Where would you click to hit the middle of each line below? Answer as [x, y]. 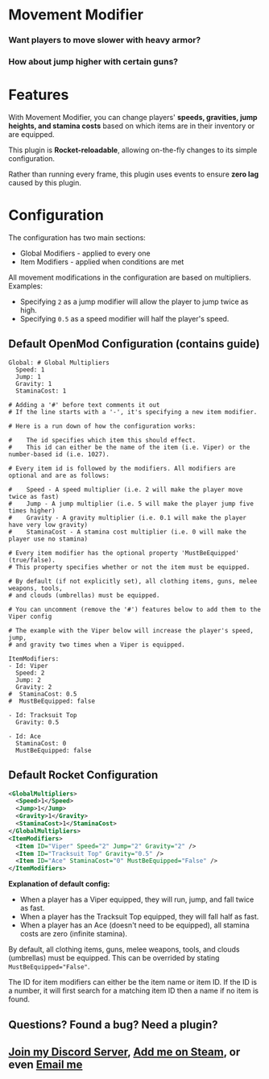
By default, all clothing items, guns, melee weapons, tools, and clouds [124, 949]
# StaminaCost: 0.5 [43, 694]
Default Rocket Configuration [83, 775]
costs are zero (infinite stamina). [73, 934]
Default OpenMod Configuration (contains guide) [134, 344]
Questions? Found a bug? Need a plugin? [114, 1025]
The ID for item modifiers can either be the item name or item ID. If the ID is [133, 982]
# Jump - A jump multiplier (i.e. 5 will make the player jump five [131, 504]
